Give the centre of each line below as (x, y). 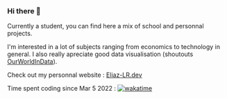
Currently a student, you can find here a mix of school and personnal (106, 26)
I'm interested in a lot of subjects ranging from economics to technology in (114, 47)
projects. (20, 33)
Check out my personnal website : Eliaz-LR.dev (75, 75)
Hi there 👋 (24, 11)
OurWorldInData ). (32, 62)
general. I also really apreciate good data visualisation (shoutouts (100, 54)
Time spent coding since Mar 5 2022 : (62, 89)
